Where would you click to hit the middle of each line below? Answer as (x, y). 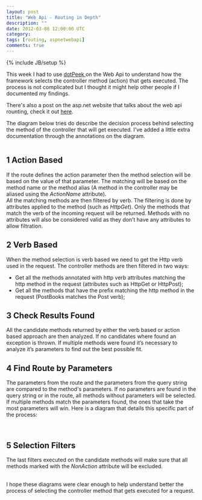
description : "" (27, 23)
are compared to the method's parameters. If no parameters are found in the (101, 389)
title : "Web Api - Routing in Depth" (54, 17)
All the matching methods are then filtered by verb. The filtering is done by (99, 200)
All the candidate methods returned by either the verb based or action (93, 330)
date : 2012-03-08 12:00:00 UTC (46, 29)
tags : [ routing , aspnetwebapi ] (46, 40)
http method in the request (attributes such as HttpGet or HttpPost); (99, 284)
